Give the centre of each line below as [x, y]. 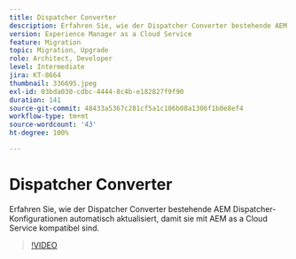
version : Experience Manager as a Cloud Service [101, 34]
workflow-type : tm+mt [49, 116]
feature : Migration [45, 42]
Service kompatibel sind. [55, 228]
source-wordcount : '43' [53, 125]
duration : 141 [35, 100]
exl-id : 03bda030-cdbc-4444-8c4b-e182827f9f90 [97, 91]
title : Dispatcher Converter [63, 17]
